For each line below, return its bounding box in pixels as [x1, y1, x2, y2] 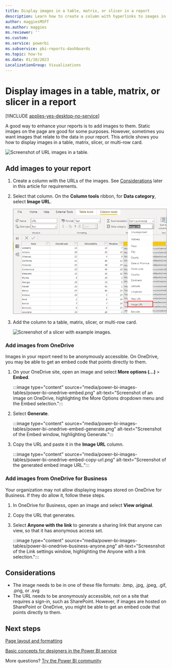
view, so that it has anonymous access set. [12, 527, 103, 534]
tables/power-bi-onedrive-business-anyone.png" [12, 543, 117, 549]
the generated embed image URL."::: [12, 462, 90, 468]
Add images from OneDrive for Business [5, 475, 107, 482]
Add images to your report [5, 164, 91, 173]
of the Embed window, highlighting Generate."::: [12, 431, 114, 438]
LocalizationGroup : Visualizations [5, 62, 81, 68]
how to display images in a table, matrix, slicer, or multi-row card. [5, 139, 143, 146]
